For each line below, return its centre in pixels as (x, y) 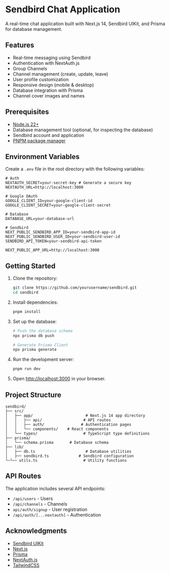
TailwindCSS (26, 565)
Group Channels (30, 68)
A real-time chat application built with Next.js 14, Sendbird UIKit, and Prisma (85, 24)
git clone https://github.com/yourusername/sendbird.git (75, 288)
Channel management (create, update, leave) (60, 74)
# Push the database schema (42, 331)
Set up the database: (35, 321)
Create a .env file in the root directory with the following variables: (75, 169)
